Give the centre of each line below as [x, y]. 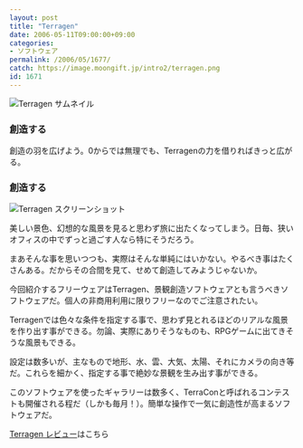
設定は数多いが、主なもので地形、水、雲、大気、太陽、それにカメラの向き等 [152, 362]
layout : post [34, 18]
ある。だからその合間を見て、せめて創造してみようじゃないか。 [143, 270]
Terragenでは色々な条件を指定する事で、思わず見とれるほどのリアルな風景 [149, 320]
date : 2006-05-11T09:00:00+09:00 [72, 34]
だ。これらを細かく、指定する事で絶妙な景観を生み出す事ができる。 [136, 373]
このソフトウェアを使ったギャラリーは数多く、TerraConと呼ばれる [134, 392]
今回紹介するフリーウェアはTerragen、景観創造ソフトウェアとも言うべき [145, 290]
